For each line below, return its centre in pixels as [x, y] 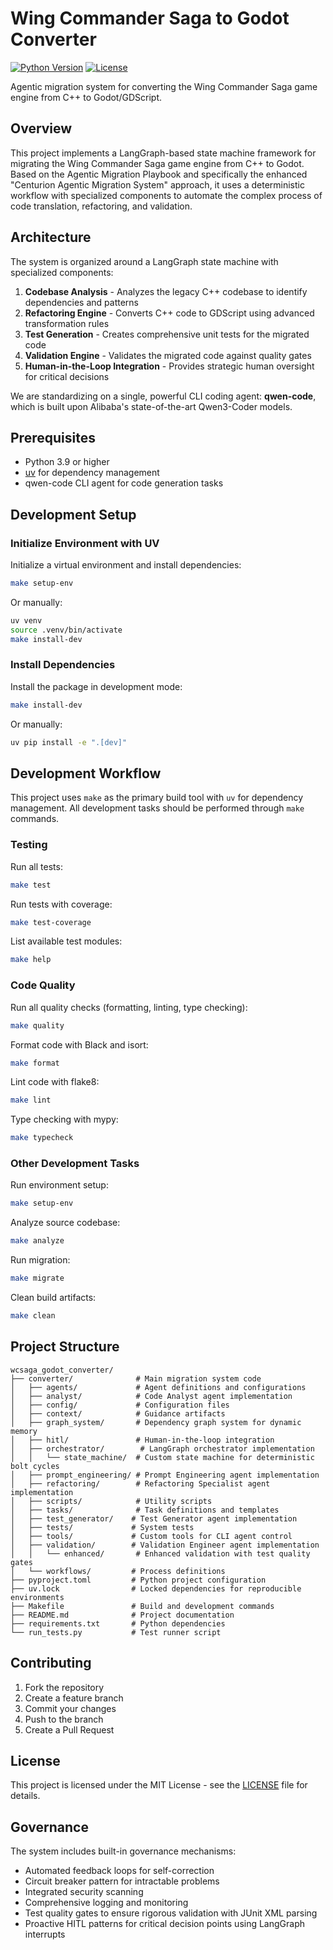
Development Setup [73, 514]
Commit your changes [70, 1708]
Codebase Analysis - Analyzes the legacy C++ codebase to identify [166, 291]
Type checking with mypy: [64, 1119]
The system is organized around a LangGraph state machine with [144, 261]
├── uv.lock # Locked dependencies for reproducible [156, 1588]
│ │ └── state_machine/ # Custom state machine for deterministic [162, 1457]
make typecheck [42, 1138]
